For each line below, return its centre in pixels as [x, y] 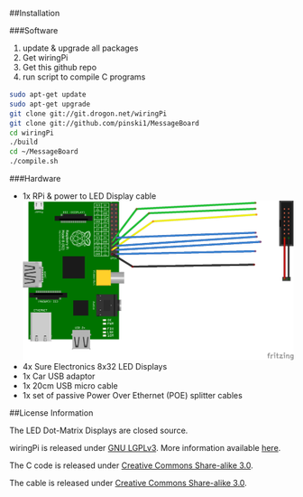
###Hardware [35, 178]
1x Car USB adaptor [59, 376]
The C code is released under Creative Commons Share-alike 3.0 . [132, 465]
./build [24, 142]
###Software [34, 30]
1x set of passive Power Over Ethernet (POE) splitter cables [133, 395]
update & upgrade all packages [80, 48]
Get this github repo [60, 67]
